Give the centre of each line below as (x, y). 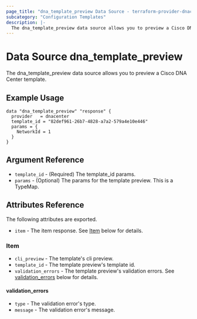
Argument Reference (45, 160)
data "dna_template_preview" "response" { (59, 111)
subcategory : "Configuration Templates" (56, 17)
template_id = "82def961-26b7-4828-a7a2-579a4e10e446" (80, 121)
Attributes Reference (45, 205)
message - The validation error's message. (65, 310)
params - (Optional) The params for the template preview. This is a (94, 180)
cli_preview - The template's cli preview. (64, 258)
